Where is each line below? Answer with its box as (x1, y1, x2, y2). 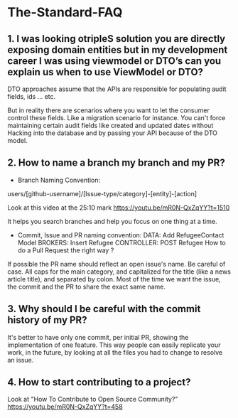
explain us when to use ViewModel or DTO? (7, 65, 204, 78)
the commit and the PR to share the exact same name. (7, 282, 166, 291)
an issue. (7, 355, 34, 364)
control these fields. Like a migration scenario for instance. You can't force (7, 114, 226, 122)
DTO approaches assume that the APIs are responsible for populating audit (7, 85, 227, 93)
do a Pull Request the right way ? (17, 246, 114, 254)
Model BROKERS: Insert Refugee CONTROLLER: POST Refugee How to (17, 238, 226, 247)
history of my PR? (7, 314, 87, 326)
